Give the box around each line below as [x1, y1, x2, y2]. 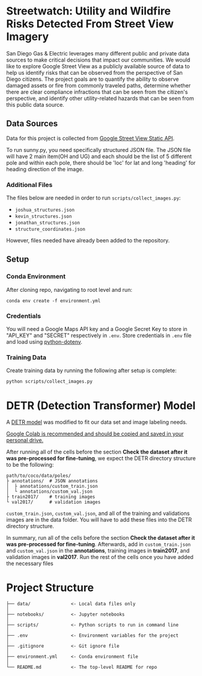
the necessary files [6, 560, 54, 567]
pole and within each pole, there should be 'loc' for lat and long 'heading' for [6, 159, 196, 166]
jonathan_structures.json [14, 220, 80, 226]
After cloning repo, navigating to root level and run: [6, 286, 132, 293]
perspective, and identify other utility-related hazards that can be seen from [6, 95, 194, 102]
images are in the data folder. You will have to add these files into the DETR [6, 516, 192, 523]
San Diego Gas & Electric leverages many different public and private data [6, 49, 189, 57]
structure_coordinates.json [14, 226, 85, 233]
